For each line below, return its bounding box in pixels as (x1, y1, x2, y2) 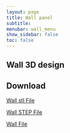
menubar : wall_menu (6, 26, 56, 32)
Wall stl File (6, 97, 35, 104)
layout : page (6, 9, 40, 15)
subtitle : (6, 20, 32, 26)
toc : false (6, 37, 34, 43)
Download (6, 81, 46, 91)
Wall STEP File (6, 109, 43, 116)
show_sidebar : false (6, 32, 59, 38)
